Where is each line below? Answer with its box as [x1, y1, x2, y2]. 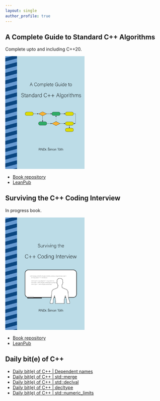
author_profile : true [5, 13, 51, 19]
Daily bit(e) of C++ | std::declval [12, 379, 79, 385]
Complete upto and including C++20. [5, 46, 82, 53]
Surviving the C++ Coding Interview [5, 194, 121, 203]
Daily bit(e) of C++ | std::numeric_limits [12, 389, 94, 396]
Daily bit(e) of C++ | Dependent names [12, 368, 93, 374]
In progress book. [5, 207, 42, 213]
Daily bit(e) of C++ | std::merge [12, 374, 77, 380]
